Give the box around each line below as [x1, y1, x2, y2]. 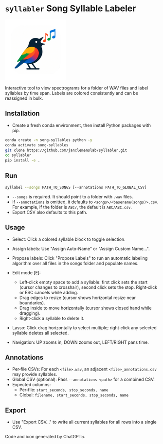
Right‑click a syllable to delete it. [19, 315, 85, 321]
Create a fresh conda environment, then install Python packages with [12, 122, 151, 128]
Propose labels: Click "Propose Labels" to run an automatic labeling [12, 255, 148, 261]
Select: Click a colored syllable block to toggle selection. [12, 236, 126, 242]
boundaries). [19, 300, 45, 305]
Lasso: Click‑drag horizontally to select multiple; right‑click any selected [12, 324, 157, 331]
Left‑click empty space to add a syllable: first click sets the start [19, 279, 148, 285]
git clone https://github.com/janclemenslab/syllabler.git [5, 148, 127, 153]
